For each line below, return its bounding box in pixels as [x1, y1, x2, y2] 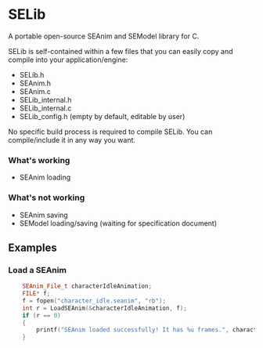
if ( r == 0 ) [22, 311, 61, 319]
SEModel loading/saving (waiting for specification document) [19, 218, 218, 228]
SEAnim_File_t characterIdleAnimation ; [22, 282, 153, 291]
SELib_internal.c [19, 103, 72, 113]
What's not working [8, 192, 85, 203]
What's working [8, 154, 70, 165]
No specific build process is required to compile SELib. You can [8, 127, 213, 136]
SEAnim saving [19, 210, 68, 219]
